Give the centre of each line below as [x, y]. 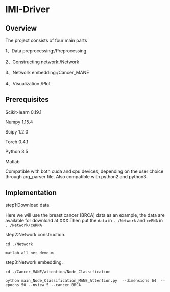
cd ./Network [19, 244]
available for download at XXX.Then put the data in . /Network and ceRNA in [84, 220]
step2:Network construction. [35, 234]
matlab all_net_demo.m [29, 253]
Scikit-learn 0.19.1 [23, 112]
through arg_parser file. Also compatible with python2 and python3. [77, 176]
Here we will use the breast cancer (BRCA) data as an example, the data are [85, 215]
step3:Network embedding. [34, 262]
